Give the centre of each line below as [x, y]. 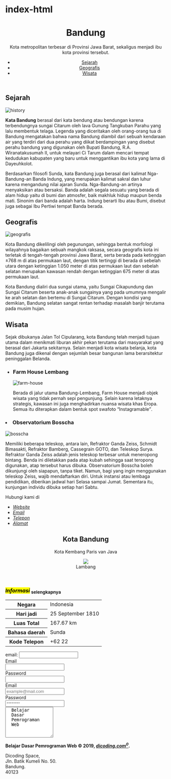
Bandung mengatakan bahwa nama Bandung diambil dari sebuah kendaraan [86, 136]
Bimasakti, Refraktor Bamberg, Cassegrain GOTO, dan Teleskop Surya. [80, 449]
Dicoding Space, [23, 755]
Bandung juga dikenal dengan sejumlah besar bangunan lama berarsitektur [84, 353]
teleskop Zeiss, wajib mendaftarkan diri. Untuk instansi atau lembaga [78, 476]
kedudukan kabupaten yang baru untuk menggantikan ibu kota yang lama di [85, 158]
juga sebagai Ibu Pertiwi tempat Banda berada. [54, 206]
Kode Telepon [27, 642]
